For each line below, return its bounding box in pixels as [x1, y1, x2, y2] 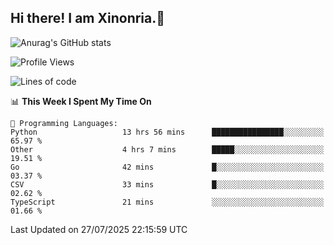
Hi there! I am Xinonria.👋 [10, 10, 166, 27]
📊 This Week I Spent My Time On [10, 95, 152, 107]
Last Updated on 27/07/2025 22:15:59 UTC [10, 223, 188, 235]
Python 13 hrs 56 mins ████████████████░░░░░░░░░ [10, 127, 325, 137]
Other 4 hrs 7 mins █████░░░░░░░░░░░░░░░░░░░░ [10, 144, 325, 155]
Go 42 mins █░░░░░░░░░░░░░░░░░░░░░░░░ [10, 162, 325, 172]
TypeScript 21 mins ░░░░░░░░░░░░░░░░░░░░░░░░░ [10, 197, 325, 207]
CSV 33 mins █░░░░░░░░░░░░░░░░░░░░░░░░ [10, 179, 325, 190]
